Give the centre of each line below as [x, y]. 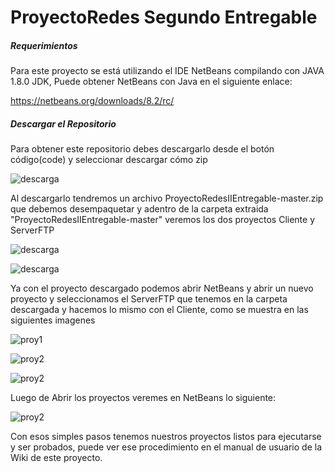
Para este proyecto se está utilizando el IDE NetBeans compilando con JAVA [167, 71]
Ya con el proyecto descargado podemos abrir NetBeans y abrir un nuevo [162, 288]
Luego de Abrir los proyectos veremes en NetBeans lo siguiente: [143, 398]
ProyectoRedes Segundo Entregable [164, 17]
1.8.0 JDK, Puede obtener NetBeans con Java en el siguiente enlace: [151, 82]
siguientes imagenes [53, 320]
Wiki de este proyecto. [56, 458]
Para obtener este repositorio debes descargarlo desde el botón [142, 149]
